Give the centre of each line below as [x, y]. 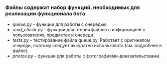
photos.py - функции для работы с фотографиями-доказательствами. [86, 56]
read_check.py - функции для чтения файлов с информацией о [79, 30]
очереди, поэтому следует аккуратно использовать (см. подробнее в [87, 46]
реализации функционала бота [45, 13]
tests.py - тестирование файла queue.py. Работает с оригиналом [81, 40]
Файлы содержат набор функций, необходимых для [73, 7]
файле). [20, 51]
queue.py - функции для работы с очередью [60, 24]
